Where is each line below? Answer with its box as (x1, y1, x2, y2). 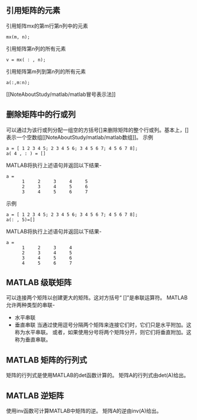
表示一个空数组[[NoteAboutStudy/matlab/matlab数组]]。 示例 (6, 134, 153, 141)
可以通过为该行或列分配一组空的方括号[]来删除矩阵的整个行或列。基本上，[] (6, 126, 189, 134)
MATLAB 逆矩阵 (6, 391, 64, 401)
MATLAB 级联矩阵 (6, 278, 72, 288)
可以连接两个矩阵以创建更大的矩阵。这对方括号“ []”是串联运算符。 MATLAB (6, 294, 188, 301)
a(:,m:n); (6, 79, 31, 85)
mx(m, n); (6, 34, 31, 40)
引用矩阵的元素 (6, 5, 61, 16)
